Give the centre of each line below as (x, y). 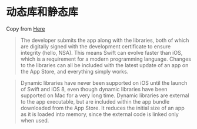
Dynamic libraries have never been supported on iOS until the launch (104, 82)
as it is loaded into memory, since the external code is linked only (100, 114)
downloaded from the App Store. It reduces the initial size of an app (102, 108)
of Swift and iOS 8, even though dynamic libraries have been (94, 89)
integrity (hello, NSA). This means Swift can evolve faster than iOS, (101, 52)
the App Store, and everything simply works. (74, 71)
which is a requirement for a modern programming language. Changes (106, 59)
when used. (35, 120)
